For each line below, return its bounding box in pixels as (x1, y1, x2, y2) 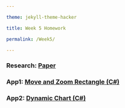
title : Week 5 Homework (6, 25, 66, 31)
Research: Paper (6, 61, 56, 70)
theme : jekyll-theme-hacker (6, 14, 77, 20)
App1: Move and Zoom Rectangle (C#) (6, 78, 120, 86)
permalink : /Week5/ (6, 36, 56, 42)
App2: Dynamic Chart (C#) (6, 94, 86, 103)
